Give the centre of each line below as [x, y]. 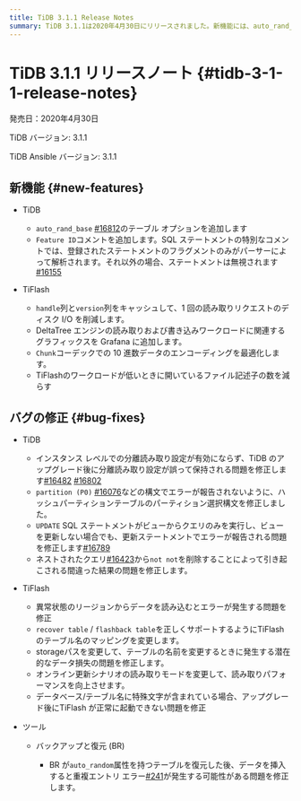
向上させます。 [102, 685]
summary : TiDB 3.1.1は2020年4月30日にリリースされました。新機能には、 [131, 26]
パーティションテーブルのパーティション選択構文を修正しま [169, 503]
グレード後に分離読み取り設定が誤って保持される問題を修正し [165, 470]
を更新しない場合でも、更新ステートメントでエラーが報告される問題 [161, 537]
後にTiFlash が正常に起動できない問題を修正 [125, 708]
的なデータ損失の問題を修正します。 [102, 663]
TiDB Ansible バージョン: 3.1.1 [63, 157]
